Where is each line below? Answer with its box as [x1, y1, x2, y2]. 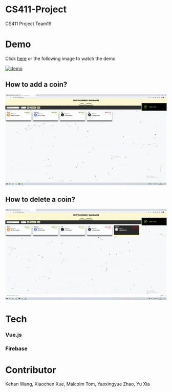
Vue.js [5, 332, 22, 339]
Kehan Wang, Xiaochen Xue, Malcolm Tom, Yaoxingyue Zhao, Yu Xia [5, 381, 150, 387]
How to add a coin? [5, 80, 68, 89]
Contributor [5, 364, 56, 376]
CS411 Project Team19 [5, 20, 52, 27]
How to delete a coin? [5, 195, 76, 203]
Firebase [5, 345, 28, 352]
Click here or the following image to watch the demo [5, 55, 116, 61]
